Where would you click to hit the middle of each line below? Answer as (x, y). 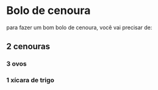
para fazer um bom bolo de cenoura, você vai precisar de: (79, 27)
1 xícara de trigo (31, 80)
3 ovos (16, 64)
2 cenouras (28, 47)
